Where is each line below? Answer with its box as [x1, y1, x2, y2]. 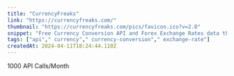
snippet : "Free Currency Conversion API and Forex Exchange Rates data [7, 29, 219, 37]
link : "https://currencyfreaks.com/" [7, 17, 117, 24]
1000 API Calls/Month [7, 62, 70, 70]
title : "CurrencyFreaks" [7, 10, 79, 17]
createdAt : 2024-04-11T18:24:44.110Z [7, 43, 117, 50]
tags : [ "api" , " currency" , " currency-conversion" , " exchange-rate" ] [7, 36, 210, 43]
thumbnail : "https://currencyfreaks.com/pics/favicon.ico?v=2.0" [7, 23, 201, 30]
